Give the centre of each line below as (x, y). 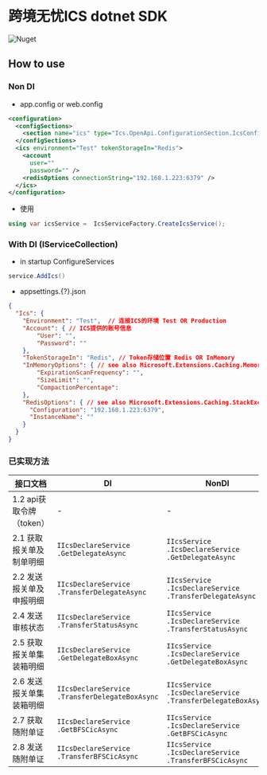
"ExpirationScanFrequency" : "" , (91, 373)
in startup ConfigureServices (67, 262)
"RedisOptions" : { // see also (74, 402)
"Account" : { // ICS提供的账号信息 (77, 328)
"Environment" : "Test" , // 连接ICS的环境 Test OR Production (125, 321)
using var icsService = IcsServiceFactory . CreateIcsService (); (117, 224)
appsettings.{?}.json (52, 292)
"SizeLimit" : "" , (65, 380)
